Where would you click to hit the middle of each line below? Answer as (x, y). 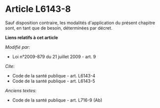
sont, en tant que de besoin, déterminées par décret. (59, 28)
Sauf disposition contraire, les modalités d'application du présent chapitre (80, 23)
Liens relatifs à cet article (32, 37)
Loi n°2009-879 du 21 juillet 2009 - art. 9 (54, 56)
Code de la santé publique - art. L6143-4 (54, 75)
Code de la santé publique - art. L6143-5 (54, 81)
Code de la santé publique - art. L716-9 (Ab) (57, 100)
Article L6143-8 (38, 9)
